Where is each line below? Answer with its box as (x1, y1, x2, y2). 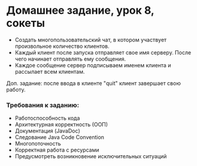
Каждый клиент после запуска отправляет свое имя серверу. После (14, 49, 192, 56)
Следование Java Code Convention (14, 134, 105, 141)
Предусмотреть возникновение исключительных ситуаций (14, 153, 167, 160)
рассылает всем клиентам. (14, 68, 85, 75)
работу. (6, 86, 26, 93)
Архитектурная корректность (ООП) (14, 121, 108, 128)
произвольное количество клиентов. (14, 43, 110, 50)
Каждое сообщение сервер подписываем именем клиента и (14, 61, 171, 69)
